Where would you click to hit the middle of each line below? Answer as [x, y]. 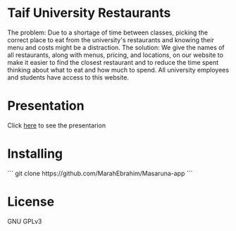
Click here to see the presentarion [57, 125]
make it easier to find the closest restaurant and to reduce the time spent [113, 62]
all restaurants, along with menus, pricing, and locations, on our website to [116, 55]
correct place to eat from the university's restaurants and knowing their [111, 39]
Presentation [46, 106]
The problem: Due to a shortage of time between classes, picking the [108, 32]
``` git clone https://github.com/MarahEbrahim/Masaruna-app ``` [100, 173]
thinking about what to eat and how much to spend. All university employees [118, 70]
